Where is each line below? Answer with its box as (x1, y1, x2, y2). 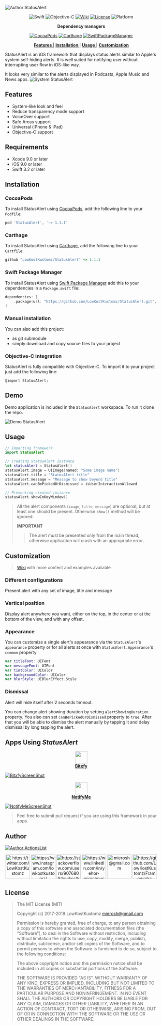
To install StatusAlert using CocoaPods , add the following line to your (5, 206, 143, 212)
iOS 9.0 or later (12, 161, 43, 167)
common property (5, 649, 37, 655)
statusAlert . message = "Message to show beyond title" (5, 477, 118, 482)
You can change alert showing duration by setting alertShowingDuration (5, 708, 148, 715)
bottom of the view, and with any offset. (5, 616, 84, 622)
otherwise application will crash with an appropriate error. (29, 538, 144, 544)
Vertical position (5, 600, 45, 607)
